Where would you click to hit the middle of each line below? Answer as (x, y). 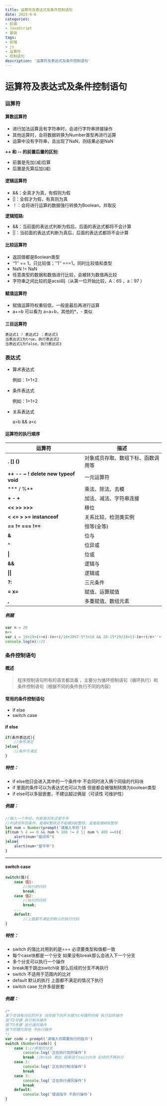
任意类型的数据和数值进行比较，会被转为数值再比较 (65, 275)
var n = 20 (16, 628)
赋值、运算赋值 (102, 592)
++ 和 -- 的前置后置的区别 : (32, 151)
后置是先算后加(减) (32, 168)
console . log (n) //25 (25, 642)
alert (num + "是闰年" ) (34, 837)
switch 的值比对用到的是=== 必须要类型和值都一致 (64, 949)
